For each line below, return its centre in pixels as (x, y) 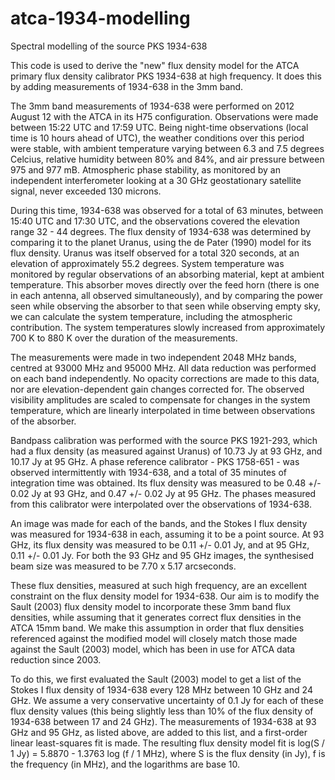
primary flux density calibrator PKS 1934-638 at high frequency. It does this (166, 76)
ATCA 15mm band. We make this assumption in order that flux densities (157, 628)
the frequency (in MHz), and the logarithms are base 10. (125, 764)
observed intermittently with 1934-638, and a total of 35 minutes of (149, 472)
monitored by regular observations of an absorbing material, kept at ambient (167, 274)
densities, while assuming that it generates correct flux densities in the (156, 617)
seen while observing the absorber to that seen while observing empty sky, (165, 306)
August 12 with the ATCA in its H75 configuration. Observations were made (164, 116)
